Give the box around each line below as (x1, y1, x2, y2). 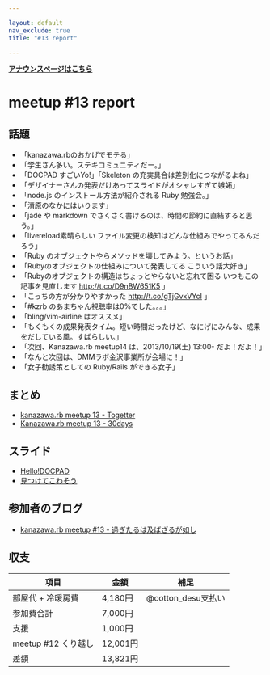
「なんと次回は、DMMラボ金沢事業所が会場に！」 (19, 352, 188, 362)
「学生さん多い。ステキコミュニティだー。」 (19, 160, 166, 170)
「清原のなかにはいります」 (19, 200, 113, 210)
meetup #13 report (8, 93, 136, 112)
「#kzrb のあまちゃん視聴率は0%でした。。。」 (19, 302, 171, 311)
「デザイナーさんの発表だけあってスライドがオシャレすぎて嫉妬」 (19, 180, 240, 190)
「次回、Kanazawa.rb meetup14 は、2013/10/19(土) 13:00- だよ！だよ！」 (19, 342, 267, 352)
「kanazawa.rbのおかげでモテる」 (19, 150, 135, 160)
